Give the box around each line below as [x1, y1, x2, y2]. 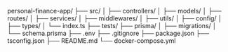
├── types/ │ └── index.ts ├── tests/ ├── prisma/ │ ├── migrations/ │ [7, 22, 217, 30]
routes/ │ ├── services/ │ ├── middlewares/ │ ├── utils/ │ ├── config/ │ [7, 14, 222, 22]
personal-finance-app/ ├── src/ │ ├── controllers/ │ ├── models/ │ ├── [7, 7, 222, 15]
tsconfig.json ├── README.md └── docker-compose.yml [7, 37, 176, 45]
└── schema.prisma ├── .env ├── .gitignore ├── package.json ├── [7, 29, 210, 37]
